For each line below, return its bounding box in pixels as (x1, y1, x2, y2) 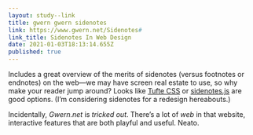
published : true (8, 48, 61, 56)
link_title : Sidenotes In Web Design (8, 33, 132, 42)
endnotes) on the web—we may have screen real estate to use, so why (8, 78, 238, 87)
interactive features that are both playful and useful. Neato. (8, 119, 200, 127)
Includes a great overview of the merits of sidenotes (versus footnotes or (8, 70, 245, 78)
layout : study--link (8, 11, 76, 20)
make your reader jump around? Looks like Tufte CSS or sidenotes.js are (8, 86, 242, 95)
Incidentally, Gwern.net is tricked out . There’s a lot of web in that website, (8, 110, 246, 119)
